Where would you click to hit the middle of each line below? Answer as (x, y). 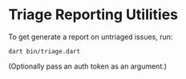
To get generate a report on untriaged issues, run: (91, 37)
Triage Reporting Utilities (93, 15)
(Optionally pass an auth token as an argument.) (87, 66)
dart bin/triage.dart (44, 51)
